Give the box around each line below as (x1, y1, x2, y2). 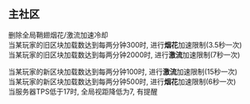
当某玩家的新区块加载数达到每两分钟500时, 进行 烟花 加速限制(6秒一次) (8, 76, 237, 86)
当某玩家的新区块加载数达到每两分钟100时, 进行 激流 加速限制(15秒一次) (8, 67, 238, 76)
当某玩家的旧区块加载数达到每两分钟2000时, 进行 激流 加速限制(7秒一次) (8, 50, 240, 60)
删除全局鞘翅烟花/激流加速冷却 (8, 30, 109, 40)
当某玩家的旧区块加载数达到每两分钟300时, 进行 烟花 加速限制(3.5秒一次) (8, 40, 242, 49)
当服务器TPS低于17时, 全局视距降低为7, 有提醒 (8, 87, 158, 96)
